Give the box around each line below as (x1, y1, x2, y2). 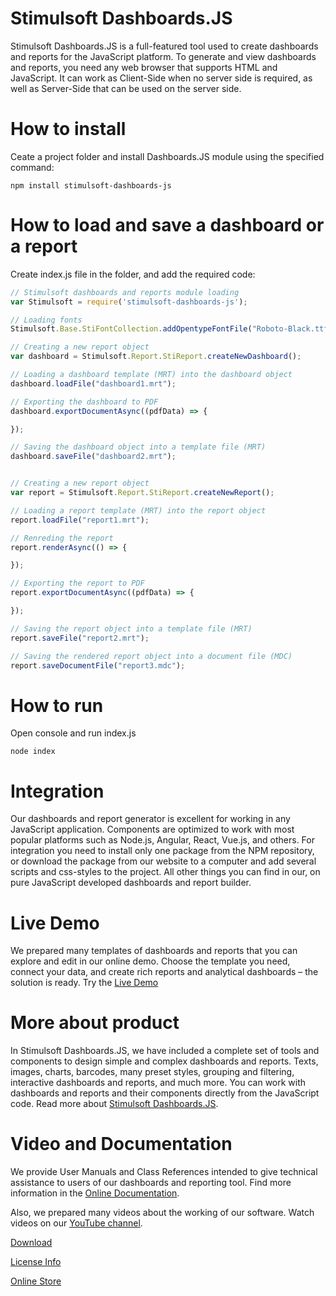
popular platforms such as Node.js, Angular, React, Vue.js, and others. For (10, 834, 315, 846)
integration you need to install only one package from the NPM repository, (10, 845, 315, 857)
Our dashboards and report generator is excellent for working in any (10, 813, 291, 825)
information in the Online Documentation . (10, 1187, 180, 1199)
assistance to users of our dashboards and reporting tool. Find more (10, 1177, 292, 1189)
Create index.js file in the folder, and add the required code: (10, 268, 256, 280)
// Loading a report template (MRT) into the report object (10, 505, 267, 516)
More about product (10, 1012, 180, 1034)
